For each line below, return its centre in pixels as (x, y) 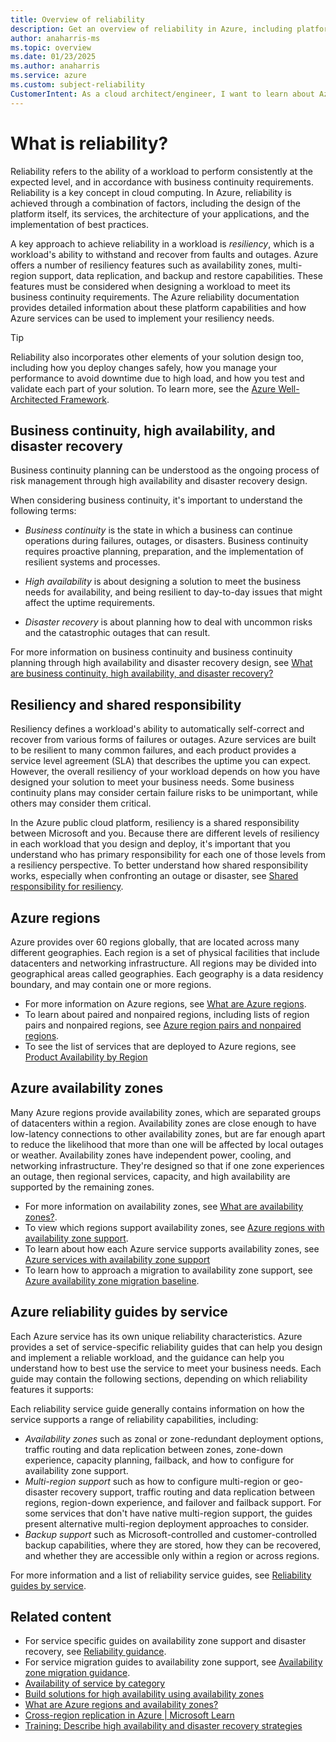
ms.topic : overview (51, 47)
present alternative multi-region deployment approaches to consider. (167, 1523)
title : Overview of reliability (77, 19)
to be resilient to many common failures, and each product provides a (153, 750)
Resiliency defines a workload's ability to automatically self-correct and (157, 729)
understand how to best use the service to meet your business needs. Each (166, 1368)
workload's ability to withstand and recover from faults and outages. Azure (164, 254)
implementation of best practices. (79, 224)
